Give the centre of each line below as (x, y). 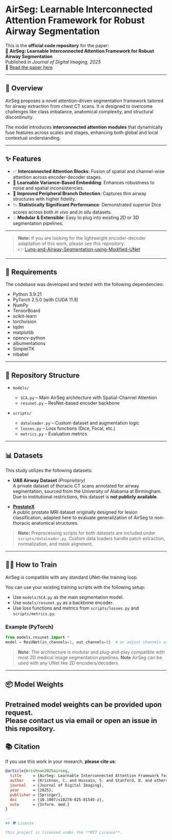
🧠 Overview (24, 88)
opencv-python (29, 338)
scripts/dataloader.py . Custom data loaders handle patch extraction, (91, 538)
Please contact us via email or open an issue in (81, 721)
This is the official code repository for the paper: (57, 45)
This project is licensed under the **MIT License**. (64, 833)
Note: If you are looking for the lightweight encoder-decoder (82, 238)
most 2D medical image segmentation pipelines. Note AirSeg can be (90, 657)
